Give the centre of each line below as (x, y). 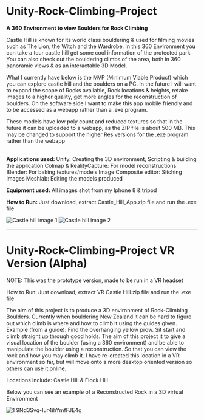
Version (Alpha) (47, 263)
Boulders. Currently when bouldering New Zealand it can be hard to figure (99, 317)
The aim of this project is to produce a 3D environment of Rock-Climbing (97, 310)
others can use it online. (36, 368)
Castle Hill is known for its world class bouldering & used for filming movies (100, 40)
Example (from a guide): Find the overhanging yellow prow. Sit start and (96, 329)
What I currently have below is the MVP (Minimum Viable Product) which (97, 77)
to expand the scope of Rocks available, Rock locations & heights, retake (97, 90)
